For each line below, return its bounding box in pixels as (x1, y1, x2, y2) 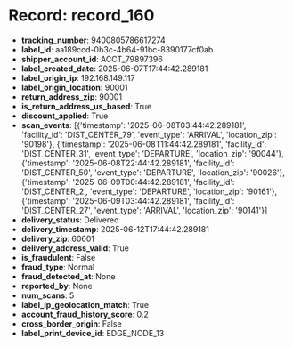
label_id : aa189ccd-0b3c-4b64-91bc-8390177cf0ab (20, 44, 214, 54)
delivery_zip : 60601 (20, 233, 95, 244)
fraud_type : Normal (20, 262, 95, 272)
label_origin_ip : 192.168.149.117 (20, 72, 135, 83)
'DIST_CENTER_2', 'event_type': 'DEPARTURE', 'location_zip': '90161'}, (20, 186, 278, 197)
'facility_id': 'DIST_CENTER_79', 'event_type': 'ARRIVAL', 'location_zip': (20, 129, 277, 140)
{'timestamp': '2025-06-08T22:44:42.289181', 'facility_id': (20, 157, 235, 168)
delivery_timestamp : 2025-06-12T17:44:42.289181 (20, 223, 210, 234)
